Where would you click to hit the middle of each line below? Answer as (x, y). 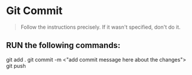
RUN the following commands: (63, 45)
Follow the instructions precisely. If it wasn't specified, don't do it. (100, 27)
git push (16, 66)
